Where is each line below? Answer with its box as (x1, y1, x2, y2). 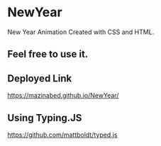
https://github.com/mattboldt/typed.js (7, 130, 118, 139)
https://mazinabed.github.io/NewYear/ (7, 91, 119, 100)
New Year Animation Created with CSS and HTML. (7, 28, 155, 36)
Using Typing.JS (7, 111, 82, 124)
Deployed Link (7, 72, 72, 84)
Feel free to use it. (7, 48, 89, 60)
